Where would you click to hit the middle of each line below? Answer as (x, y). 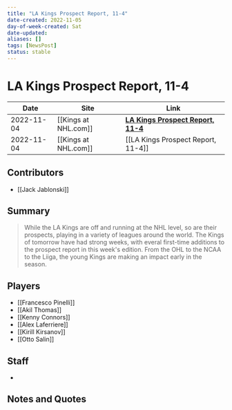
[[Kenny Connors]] (43, 318)
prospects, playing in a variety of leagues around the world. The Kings (124, 235)
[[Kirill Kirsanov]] (41, 332)
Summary (29, 211)
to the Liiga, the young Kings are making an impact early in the (113, 257)
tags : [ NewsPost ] (32, 46)
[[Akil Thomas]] (39, 310)
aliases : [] (24, 39)
